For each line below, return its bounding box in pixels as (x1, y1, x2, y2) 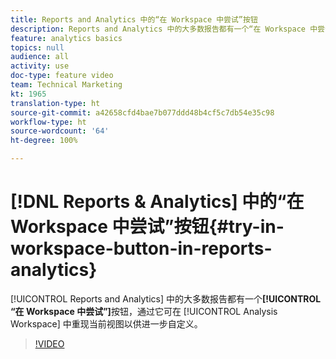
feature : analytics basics (10, 33, 123, 43)
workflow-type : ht (10, 117, 87, 127)
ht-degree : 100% (10, 136, 78, 146)
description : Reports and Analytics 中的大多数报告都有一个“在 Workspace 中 (10, 24, 318, 34)
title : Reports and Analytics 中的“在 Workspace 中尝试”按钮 (10, 14, 258, 25)
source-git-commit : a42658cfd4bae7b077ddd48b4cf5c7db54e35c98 (10, 107, 275, 118)
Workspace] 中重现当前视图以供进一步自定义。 (10, 317, 203, 330)
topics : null (10, 42, 65, 53)
